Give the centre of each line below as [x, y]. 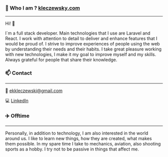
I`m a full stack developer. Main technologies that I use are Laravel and [78, 33]
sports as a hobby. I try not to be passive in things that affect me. [72, 149]
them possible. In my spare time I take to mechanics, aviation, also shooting [83, 143]
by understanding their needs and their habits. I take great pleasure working [83, 49]
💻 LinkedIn [17, 100]
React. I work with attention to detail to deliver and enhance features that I [81, 38]
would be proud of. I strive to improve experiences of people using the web [82, 44]
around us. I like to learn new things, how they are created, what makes [78, 138]
